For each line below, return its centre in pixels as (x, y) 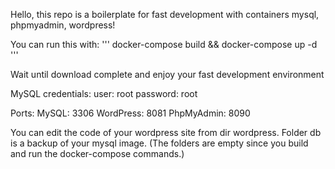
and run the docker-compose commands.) (97, 153)
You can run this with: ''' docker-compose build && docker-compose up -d (164, 44)
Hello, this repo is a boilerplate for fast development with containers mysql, (165, 14)
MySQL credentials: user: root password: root (104, 93)
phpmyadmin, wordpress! (63, 25)
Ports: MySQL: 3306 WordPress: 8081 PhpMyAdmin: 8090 (130, 113)
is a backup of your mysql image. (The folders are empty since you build (159, 143)
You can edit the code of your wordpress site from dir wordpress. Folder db (166, 132)
